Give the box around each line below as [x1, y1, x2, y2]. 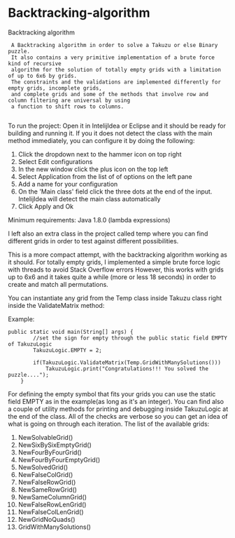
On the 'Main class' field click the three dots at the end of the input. [17, 187, 213, 196]
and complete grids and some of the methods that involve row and [10, 90, 209, 97]
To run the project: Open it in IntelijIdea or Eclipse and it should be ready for [8, 121, 226, 130]
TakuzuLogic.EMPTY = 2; [33, 347, 102, 354]
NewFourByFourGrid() [17, 448, 83, 457]
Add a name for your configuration [17, 180, 118, 188]
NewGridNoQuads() [17, 515, 76, 523]
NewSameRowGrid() [17, 485, 78, 494]
